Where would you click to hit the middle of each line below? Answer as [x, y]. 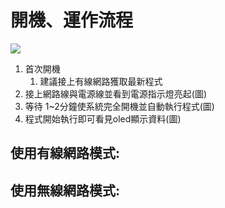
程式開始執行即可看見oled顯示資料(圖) [103, 118]
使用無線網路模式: [65, 190]
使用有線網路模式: [65, 153]
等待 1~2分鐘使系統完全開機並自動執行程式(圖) [119, 106]
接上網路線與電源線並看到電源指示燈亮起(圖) [116, 93]
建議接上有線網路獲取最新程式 [101, 81]
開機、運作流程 [72, 20]
